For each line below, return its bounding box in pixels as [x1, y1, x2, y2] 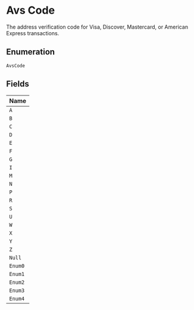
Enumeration [6, 47, 55, 57]
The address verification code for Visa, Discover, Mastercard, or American [6, 23, 189, 30]
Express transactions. [6, 29, 60, 36]
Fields [6, 79, 30, 89]
